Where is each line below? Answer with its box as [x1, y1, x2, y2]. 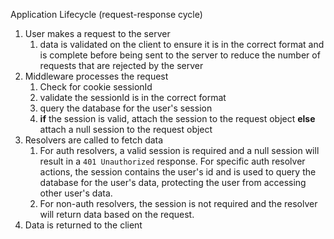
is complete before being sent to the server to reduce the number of [39, 49, 321, 61]
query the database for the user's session [39, 102, 213, 114]
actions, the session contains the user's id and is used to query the [39, 166, 317, 178]
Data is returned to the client [24, 219, 143, 231]
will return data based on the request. [39, 209, 195, 220]
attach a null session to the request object [39, 124, 213, 135]
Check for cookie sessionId [39, 81, 153, 93]
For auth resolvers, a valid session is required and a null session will [39, 145, 320, 156]
